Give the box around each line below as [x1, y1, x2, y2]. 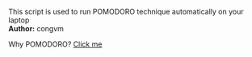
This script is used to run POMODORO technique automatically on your [8, 7, 244, 16]
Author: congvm [8, 24, 65, 33]
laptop [8, 15, 30, 25]
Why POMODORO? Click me [8, 39, 103, 49]
